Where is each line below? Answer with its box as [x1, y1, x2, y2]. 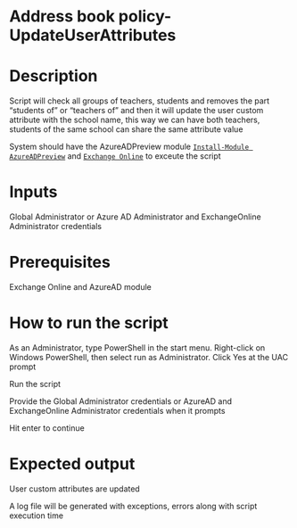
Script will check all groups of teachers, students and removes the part [9, 95, 270, 106]
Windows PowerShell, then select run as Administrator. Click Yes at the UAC [9, 351, 288, 362]
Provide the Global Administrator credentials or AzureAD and [9, 395, 232, 407]
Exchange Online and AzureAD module [9, 282, 152, 292]
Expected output [9, 454, 136, 474]
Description [9, 66, 98, 87]
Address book [9, 6, 116, 27]
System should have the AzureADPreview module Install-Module [9, 141, 250, 153]
